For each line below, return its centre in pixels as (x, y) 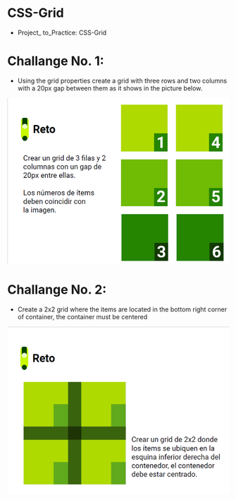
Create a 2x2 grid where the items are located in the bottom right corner (122, 309)
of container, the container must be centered (82, 316)
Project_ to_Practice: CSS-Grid (62, 32)
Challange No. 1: (56, 61)
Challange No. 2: (57, 290)
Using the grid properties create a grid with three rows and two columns (122, 81)
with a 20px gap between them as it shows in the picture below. (110, 88)
